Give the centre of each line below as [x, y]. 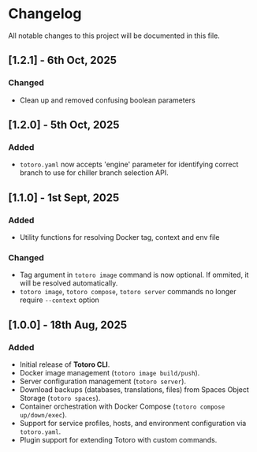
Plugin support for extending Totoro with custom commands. [118, 439]
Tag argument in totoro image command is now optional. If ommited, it [134, 275]
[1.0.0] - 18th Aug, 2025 [68, 325]
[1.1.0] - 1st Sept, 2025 [64, 198]
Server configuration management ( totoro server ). [103, 381]
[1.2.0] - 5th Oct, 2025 [64, 125]
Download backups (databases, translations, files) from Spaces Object [134, 389]
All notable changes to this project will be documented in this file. [114, 35]
